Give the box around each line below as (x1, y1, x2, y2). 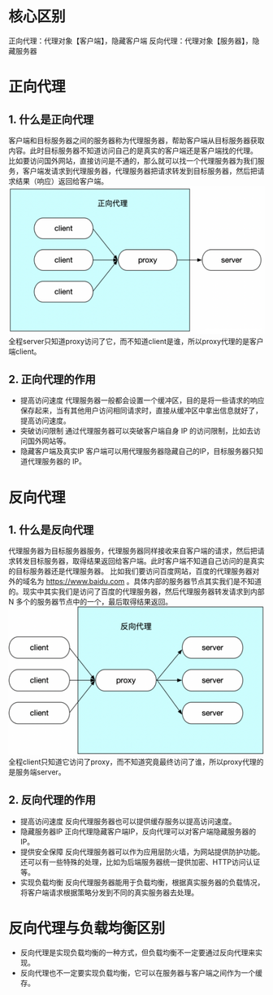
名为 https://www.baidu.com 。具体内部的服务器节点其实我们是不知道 (29, 577, 262, 587)
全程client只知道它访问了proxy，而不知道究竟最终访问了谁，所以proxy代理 (8, 757, 258, 767)
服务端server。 (15, 767, 67, 777)
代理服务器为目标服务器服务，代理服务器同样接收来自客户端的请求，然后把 (8, 546, 258, 556)
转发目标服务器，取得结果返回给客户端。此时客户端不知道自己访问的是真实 (15, 556, 265, 566)
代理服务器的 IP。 (27, 456, 87, 466)
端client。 (8, 347, 41, 356)
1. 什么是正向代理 (8, 112, 94, 126)
